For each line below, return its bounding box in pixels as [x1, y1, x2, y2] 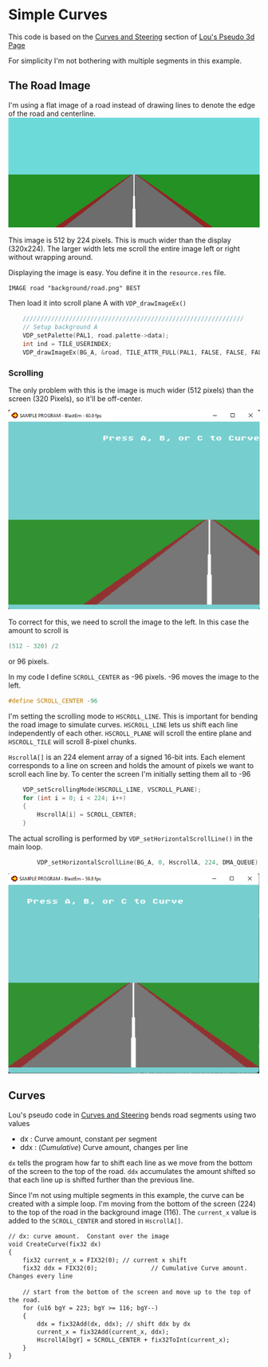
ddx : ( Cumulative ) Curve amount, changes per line [19, 1142, 189, 1152]
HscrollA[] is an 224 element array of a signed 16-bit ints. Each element [8, 752, 246, 762]
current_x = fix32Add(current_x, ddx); [37, 1328, 170, 1336]
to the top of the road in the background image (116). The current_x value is [8, 1207, 257, 1217]
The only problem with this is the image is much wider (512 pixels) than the [8, 385, 254, 395]
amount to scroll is [8, 625, 69, 635]
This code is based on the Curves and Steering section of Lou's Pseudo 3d [8, 32, 255, 41]
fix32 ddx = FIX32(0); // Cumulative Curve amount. [22, 1264, 248, 1272]
